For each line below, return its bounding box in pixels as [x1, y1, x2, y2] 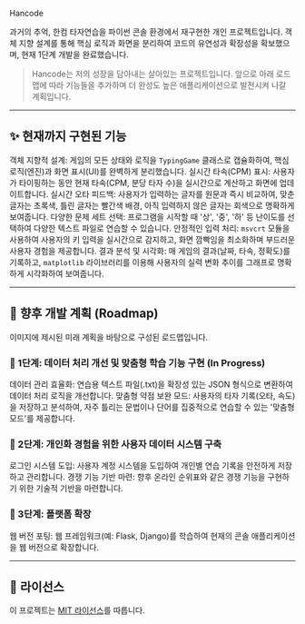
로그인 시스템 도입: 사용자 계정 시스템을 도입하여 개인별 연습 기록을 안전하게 [9, 461, 276, 471]
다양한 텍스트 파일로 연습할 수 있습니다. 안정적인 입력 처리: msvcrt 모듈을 [33, 223, 290, 233]
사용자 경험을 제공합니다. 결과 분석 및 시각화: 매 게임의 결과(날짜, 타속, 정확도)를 [9, 245, 290, 256]
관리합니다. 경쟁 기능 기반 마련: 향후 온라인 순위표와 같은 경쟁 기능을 [25, 471, 266, 482]
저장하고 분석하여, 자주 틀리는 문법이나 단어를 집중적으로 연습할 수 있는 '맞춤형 [18, 401, 295, 412]
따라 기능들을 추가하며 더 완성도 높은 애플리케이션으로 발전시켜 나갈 [48, 80, 287, 90]
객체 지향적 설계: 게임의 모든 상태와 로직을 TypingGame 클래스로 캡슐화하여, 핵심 [9, 154, 290, 165]
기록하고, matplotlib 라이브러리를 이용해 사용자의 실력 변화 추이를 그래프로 [9, 256, 275, 267]
